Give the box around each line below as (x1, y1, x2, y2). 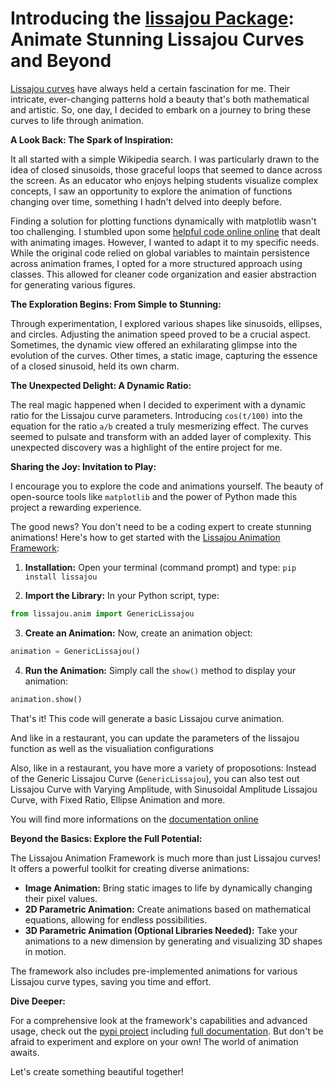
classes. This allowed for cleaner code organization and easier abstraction (10, 268, 317, 280)
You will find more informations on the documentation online (10, 813, 259, 825)
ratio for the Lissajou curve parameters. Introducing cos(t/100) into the (10, 409, 303, 421)
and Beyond (10, 50, 112, 72)
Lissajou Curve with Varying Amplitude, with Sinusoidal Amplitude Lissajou (10, 783, 318, 795)
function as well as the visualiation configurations (10, 742, 214, 754)
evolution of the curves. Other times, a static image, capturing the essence (10, 349, 318, 361)
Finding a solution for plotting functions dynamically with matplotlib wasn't (10, 215, 317, 227)
